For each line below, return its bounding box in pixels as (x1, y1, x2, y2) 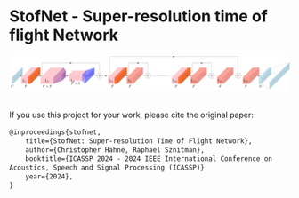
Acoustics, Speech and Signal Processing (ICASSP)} (9, 162, 205, 172)
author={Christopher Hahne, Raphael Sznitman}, (25, 145, 205, 154)
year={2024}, (25, 171, 74, 181)
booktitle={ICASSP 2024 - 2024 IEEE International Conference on (25, 154, 273, 163)
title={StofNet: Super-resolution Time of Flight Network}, (25, 136, 253, 146)
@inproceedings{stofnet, (9, 127, 101, 137)
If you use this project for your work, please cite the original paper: (9, 109, 254, 120)
